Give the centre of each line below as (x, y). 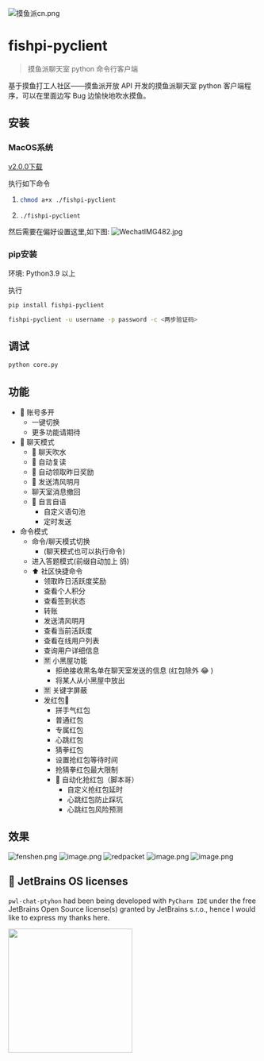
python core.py (33, 365)
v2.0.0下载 (26, 166)
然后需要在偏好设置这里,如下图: (59, 232)
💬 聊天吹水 (49, 452)
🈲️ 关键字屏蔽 (65, 690)
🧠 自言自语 (49, 501)
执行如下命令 (29, 183)
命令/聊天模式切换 (61, 541)
